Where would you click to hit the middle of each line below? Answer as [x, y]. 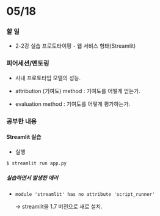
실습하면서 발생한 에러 [32, 178]
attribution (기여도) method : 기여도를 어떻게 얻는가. [78, 91]
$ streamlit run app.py [37, 163]
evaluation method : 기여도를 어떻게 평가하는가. [73, 104]
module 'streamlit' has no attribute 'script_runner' [85, 194]
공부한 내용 [22, 121]
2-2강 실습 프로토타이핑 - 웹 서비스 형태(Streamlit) [75, 46]
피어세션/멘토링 [28, 64]
